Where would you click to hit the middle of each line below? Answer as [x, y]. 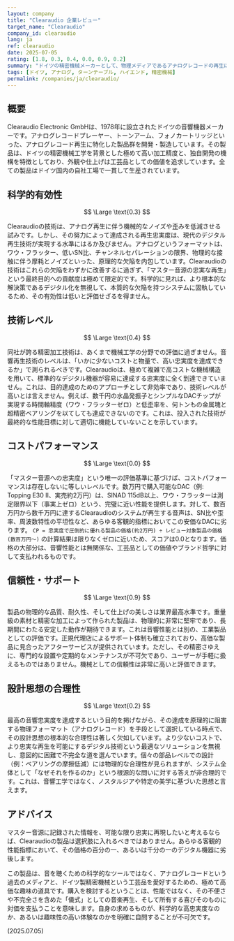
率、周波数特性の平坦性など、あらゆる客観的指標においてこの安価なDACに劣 [117, 521]
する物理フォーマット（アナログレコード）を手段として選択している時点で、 [117, 729]
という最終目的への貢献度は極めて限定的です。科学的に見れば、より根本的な [117, 279]
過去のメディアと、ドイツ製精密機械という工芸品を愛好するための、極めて [114, 882]
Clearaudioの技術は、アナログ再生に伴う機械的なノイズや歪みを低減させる [114, 226]
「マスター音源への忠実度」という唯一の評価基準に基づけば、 [96, 477]
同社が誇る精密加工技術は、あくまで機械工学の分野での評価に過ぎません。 [114, 352]
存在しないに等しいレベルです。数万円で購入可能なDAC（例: [117, 486]
